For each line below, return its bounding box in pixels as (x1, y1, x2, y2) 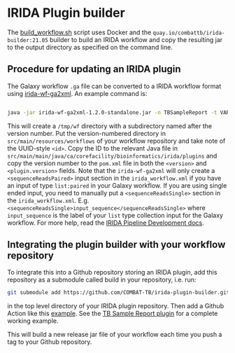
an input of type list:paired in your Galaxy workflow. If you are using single (7, 181, 227, 190)
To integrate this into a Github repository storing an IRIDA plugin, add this (7, 268, 218, 277)
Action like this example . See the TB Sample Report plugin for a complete (7, 310, 218, 318)
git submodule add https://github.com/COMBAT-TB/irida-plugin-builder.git (7, 289, 230, 296)
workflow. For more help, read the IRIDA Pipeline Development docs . (7, 219, 204, 227)
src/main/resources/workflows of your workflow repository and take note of (7, 137, 226, 145)
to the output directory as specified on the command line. (7, 43, 173, 51)
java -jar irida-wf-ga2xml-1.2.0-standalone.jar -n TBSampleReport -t (7, 109, 218, 116)
